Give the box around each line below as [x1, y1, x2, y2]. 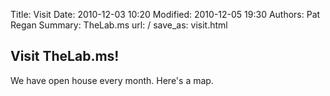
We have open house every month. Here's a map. [10, 74, 214, 86]
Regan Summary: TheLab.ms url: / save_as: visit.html [10, 19, 228, 31]
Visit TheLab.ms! [10, 48, 120, 65]
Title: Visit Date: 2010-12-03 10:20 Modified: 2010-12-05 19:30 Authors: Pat [10, 9, 321, 20]
